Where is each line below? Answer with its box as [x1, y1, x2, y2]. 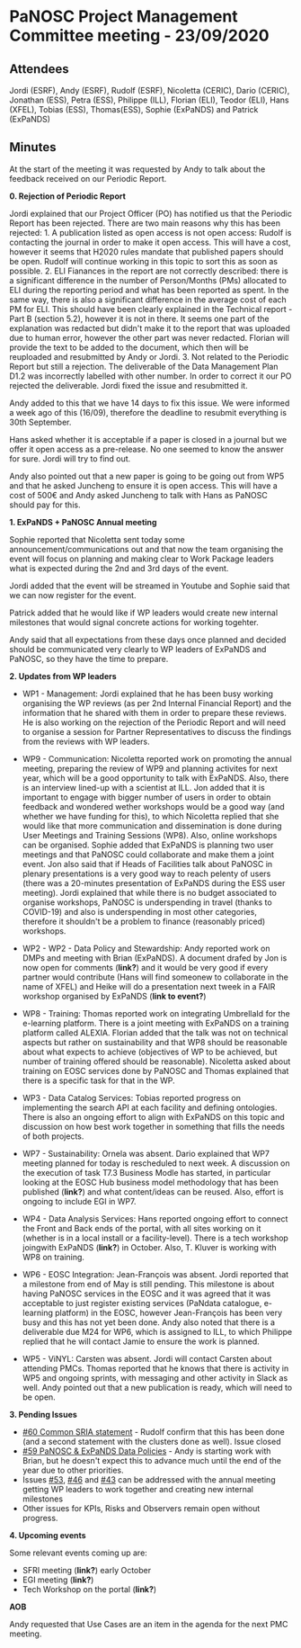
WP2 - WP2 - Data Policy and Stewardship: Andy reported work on [22, 943, 270, 954]
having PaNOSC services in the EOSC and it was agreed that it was [22, 1288, 271, 1299]
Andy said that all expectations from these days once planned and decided [9, 634, 287, 645]
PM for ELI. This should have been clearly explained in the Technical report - [9, 303, 293, 314]
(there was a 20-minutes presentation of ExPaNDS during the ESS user [22, 877, 286, 888]
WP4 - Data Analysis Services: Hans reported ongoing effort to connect [22, 1213, 288, 1224]
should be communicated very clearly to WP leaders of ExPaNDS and [9, 643, 267, 654]
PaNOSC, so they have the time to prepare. [9, 653, 169, 664]
